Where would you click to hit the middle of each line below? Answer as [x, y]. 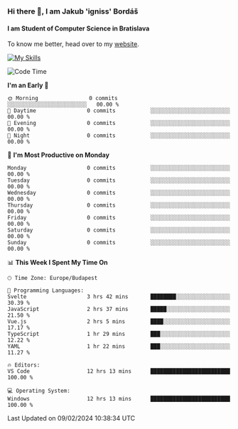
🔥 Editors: [24, 365]
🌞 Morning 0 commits [63, 99]
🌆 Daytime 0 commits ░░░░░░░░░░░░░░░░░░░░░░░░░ [119, 111]
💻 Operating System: [39, 391]
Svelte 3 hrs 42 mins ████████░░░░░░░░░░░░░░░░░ [119, 297]
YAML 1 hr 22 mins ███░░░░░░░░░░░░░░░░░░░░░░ [119, 347]
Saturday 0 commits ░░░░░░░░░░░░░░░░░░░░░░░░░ [119, 230]
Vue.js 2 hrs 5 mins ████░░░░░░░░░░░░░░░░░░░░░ [119, 322]
